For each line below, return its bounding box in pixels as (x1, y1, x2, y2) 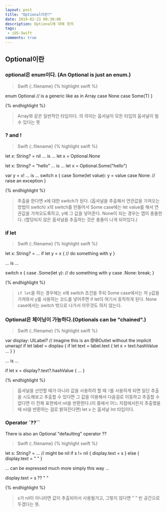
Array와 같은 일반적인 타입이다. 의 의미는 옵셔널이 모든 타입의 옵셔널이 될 (17, 113, 159, 119)
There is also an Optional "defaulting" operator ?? (5, 430, 107, 436)
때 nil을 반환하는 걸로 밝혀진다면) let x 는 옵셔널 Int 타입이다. (17, 406, 135, 412)
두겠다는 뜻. (17, 501, 41, 507)
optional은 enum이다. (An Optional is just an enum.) (5, 71, 131, 78)
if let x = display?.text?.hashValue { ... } (5, 368, 85, 374)
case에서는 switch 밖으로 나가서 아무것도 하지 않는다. (17, 303, 122, 309)
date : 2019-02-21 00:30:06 (5, 17, 61, 22)
